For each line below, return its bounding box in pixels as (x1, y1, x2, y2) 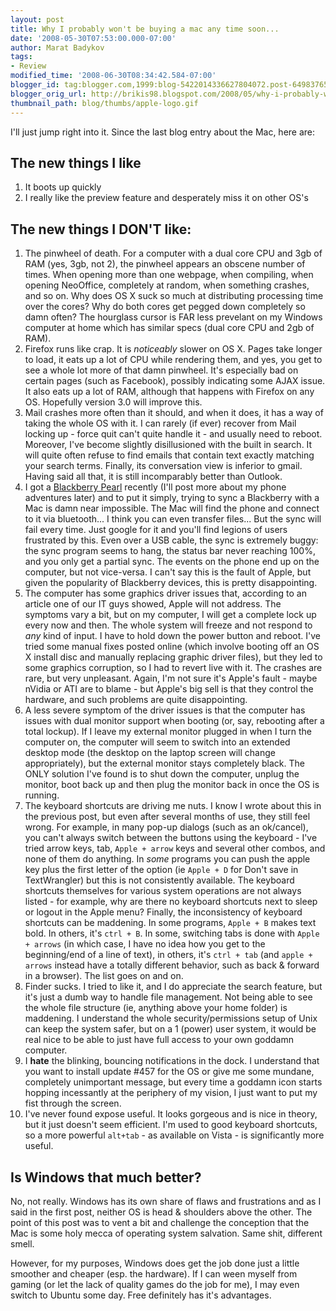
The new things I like (10, 154, 142, 171)
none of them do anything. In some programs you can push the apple (24, 853, 311, 865)
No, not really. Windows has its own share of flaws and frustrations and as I (10, 1195, 322, 1207)
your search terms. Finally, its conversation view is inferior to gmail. (24, 460, 303, 472)
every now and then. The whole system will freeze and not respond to (24, 619, 313, 631)
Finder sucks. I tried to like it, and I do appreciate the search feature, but (24, 981, 323, 993)
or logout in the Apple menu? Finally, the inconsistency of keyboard (24, 906, 303, 918)
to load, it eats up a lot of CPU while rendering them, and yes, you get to (24, 354, 323, 366)
